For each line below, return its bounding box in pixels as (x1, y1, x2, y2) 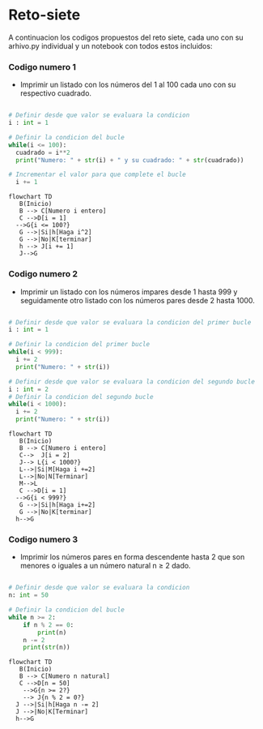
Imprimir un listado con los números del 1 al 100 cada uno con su (19, 79, 236, 90)
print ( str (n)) (23, 643, 70, 652)
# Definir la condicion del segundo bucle (8, 392, 154, 401)
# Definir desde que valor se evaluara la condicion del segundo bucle (8, 377, 255, 386)
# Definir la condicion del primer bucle (8, 341, 151, 349)
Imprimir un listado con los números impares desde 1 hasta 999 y (19, 286, 238, 297)
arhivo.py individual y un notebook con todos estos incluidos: (8, 41, 213, 50)
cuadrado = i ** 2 (15, 148, 70, 157)
